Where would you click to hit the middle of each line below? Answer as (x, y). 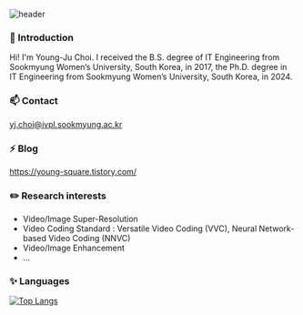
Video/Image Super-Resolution (80, 219)
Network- (277, 229)
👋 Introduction (42, 37)
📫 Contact (34, 101)
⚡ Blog (24, 148)
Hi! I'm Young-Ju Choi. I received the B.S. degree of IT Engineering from (145, 57)
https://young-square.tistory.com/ (73, 171)
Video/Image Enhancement (74, 248)
